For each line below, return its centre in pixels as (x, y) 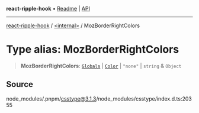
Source (20, 84)
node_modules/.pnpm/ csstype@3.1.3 (51, 99)
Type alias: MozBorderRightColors (93, 49)
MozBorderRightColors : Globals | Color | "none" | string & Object (101, 66)
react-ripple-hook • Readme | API (48, 9)
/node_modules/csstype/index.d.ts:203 (144, 99)
